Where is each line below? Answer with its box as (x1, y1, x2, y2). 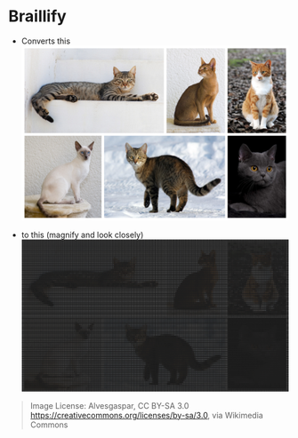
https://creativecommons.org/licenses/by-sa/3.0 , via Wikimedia (29, 410, 263, 420)
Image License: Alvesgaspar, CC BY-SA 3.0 (29, 400, 189, 410)
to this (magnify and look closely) (20, 229, 144, 241)
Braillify (8, 6, 68, 27)
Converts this (20, 36, 71, 46)
